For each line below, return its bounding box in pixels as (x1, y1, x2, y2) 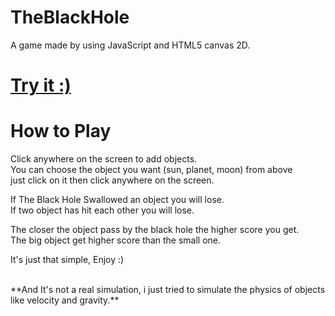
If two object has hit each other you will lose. (10, 204, 195, 216)
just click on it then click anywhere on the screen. (10, 174, 215, 186)
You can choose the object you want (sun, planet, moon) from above (10, 164, 293, 176)
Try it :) (10, 74, 72, 97)
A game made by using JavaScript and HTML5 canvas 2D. (10, 39, 251, 51)
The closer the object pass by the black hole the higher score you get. (10, 224, 300, 236)
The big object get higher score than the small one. (10, 234, 222, 246)
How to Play (10, 120, 112, 143)
